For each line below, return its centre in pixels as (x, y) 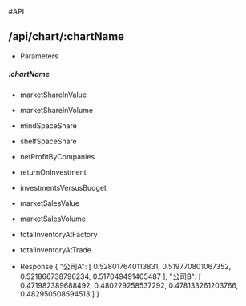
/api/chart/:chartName (67, 36)
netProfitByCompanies (57, 156)
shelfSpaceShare (48, 141)
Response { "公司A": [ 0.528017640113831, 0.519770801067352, (125, 266)
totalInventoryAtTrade (56, 250)
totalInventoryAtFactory (58, 234)
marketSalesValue (50, 203)
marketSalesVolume (53, 219)
